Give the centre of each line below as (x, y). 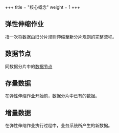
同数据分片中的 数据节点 (29, 66)
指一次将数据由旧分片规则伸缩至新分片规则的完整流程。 (61, 37)
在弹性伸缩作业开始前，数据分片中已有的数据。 (52, 96)
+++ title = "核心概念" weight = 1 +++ (43, 7)
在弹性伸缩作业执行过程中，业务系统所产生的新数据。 (59, 126)
